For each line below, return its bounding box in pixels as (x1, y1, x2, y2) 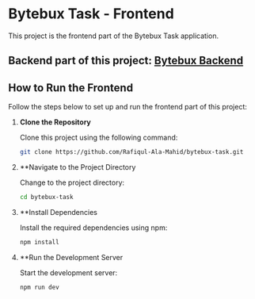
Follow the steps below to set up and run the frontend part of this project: (8, 102, 248, 112)
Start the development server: (19, 267, 118, 278)
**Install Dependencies (19, 207, 97, 217)
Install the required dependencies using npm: (19, 223, 168, 232)
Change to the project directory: (19, 178, 125, 187)
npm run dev (19, 283, 59, 291)
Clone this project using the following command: (19, 132, 178, 143)
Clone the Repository (19, 117, 91, 127)
